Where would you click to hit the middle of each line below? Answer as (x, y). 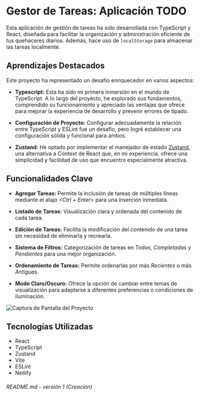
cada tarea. (29, 218)
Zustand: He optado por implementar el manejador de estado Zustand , (102, 147)
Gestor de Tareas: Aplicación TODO (96, 11)
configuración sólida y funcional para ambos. (71, 135)
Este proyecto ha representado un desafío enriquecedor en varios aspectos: (100, 80)
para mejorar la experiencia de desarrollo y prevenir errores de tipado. (101, 111)
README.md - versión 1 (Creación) (49, 386)
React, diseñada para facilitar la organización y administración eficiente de (98, 34)
